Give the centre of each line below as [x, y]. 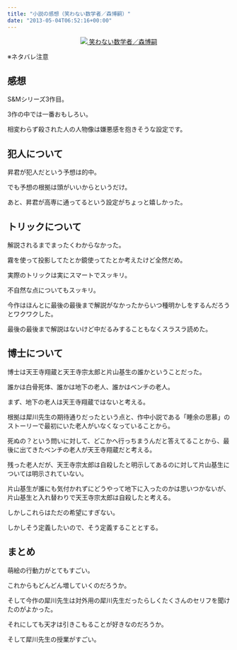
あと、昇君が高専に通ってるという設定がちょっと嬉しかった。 [97, 202]
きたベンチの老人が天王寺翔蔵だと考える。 [94, 449]
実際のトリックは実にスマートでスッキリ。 [69, 275]
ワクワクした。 [35, 314]
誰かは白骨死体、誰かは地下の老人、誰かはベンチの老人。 [91, 387]
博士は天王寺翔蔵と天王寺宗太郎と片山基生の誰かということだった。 [106, 371]
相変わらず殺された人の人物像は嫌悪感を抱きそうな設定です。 [97, 129]
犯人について [35, 154]
